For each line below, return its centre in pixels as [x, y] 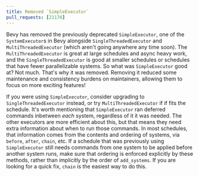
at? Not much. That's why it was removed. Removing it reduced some [91, 72]
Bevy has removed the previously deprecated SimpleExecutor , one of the [95, 34]
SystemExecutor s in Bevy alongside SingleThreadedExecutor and [84, 41]
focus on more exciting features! [46, 85]
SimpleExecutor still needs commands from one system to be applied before [99, 147]
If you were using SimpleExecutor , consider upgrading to [75, 97]
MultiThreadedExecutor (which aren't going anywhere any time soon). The [97, 47]
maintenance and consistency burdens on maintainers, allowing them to [94, 79]
